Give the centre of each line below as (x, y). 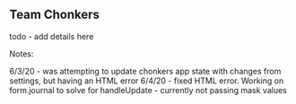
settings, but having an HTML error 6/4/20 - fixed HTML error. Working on (147, 81)
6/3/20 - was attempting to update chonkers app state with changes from (145, 71)
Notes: (22, 54)
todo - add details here (52, 36)
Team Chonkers (55, 15)
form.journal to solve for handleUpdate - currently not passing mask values (148, 90)
